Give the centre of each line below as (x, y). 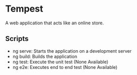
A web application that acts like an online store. (55, 23)
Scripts (17, 39)
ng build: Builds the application (45, 56)
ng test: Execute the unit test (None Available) (60, 62)
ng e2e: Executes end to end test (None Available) (65, 67)
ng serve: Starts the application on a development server (72, 51)
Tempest (24, 9)
